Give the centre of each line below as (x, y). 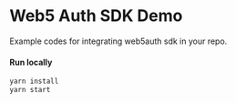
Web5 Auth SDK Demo (96, 16)
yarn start (30, 90)
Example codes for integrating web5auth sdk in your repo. (118, 41)
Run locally (31, 62)
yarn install (34, 82)
